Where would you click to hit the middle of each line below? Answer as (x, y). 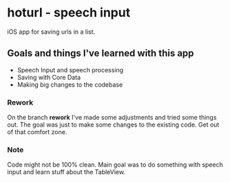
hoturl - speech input (69, 13)
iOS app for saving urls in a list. (51, 32)
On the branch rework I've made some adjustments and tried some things (112, 118)
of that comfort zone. (37, 132)
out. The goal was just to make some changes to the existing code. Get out (113, 125)
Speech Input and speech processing (70, 69)
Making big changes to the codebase (70, 85)
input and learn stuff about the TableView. (66, 172)
